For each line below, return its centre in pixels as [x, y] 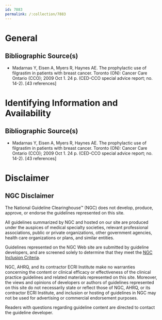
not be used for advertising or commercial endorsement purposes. [72, 298]
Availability [28, 113]
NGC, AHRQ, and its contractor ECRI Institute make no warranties [70, 267]
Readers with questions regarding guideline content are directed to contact [80, 307]
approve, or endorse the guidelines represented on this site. [65, 213]
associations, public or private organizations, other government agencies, [79, 232]
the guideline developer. [29, 312]
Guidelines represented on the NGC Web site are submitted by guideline [77, 247]
